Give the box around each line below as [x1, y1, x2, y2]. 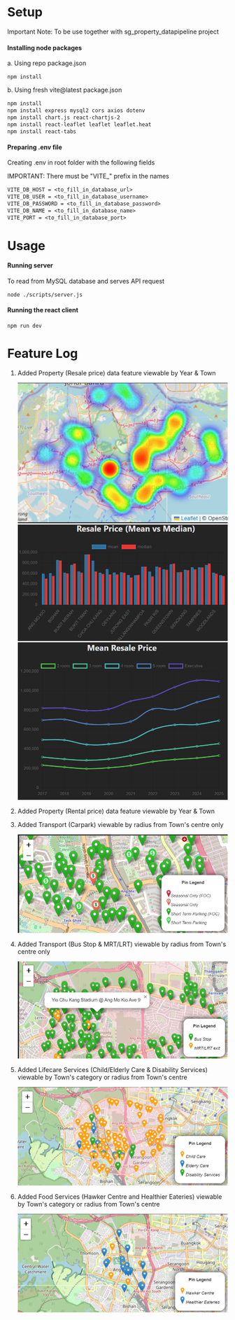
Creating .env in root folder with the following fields [7, 158, 155, 167]
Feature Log [7, 346, 78, 361]
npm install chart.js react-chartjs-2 [7, 114, 120, 121]
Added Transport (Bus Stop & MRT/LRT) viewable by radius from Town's [17, 940, 227, 948]
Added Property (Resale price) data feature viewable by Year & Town [17, 368, 216, 377]
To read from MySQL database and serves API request [7, 277, 165, 285]
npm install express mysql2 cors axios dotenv [7, 107, 145, 114]
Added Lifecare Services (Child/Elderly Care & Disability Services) [17, 1065, 208, 1074]
